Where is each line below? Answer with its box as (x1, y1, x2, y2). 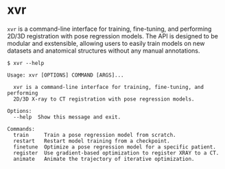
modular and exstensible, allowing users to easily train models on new (7, 39, 205, 47)
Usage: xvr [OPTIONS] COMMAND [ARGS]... (7, 71, 125, 79)
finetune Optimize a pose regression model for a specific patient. (13, 143, 216, 151)
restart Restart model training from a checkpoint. (13, 138, 170, 144)
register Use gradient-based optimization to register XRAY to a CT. (13, 149, 220, 156)
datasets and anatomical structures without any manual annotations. (7, 47, 200, 55)
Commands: (7, 125, 36, 132)
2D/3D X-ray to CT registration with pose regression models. (13, 95, 195, 103)
